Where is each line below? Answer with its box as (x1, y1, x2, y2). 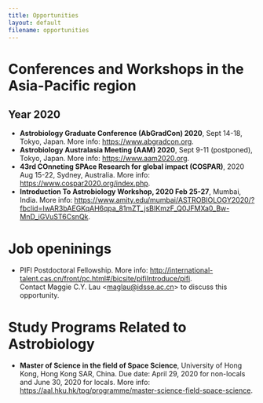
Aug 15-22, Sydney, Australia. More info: (19, 170, 151, 180)
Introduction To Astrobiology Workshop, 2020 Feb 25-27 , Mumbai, (19, 187, 242, 196)
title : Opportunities (8, 11, 79, 20)
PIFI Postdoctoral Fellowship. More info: (19, 266, 148, 275)
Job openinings (8, 240, 112, 258)
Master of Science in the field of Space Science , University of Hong (19, 361, 243, 370)
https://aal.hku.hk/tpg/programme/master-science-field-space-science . (19, 386, 254, 395)
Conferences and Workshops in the (8, 60, 245, 78)
